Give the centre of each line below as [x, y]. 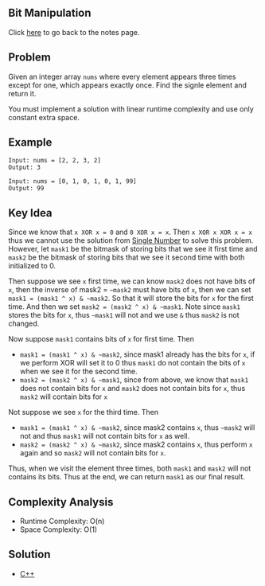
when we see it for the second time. [78, 371]
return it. [22, 93]
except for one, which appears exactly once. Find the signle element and [127, 85]
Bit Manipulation [50, 13]
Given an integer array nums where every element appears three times [122, 76]
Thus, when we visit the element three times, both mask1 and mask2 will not [130, 468]
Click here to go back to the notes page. [74, 32]
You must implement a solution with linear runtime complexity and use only [131, 109]
